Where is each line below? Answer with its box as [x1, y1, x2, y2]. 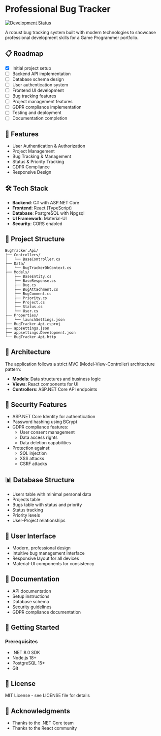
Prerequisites [5, 638, 38, 645]
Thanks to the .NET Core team [12, 720, 74, 726]
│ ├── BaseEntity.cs [5, 274, 52, 279]
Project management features [12, 99, 73, 105]
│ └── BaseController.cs [5, 257, 61, 262]
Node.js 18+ [12, 655, 37, 660]
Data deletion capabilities [19, 440, 71, 446]
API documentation [12, 588, 52, 594]
